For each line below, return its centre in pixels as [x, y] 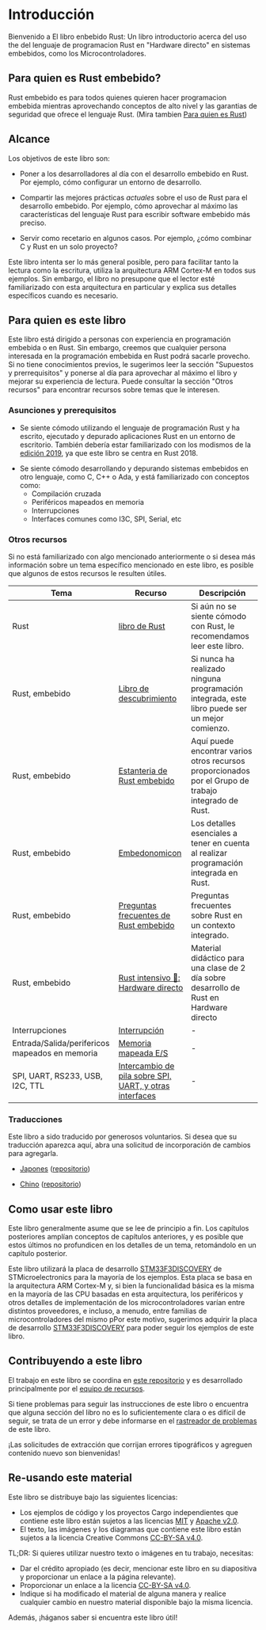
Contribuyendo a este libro [75, 1361]
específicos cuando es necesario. [63, 296]
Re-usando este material [70, 1478]
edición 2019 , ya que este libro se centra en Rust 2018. [109, 452]
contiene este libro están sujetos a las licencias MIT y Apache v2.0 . [129, 1521]
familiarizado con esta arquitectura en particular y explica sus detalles [122, 287]
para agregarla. [33, 1154]
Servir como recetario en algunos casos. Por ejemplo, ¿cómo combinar [135, 238]
